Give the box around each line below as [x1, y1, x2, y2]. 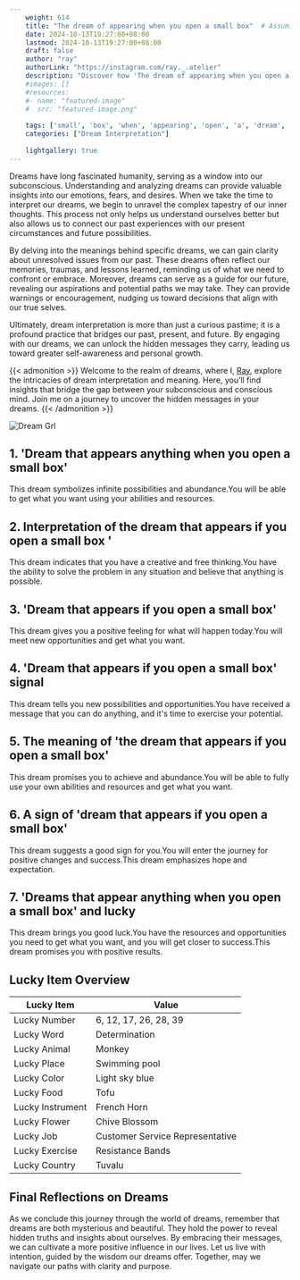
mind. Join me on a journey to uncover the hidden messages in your [9, 393, 260, 404]
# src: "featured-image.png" [25, 105, 138, 114]
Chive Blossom [95, 1116, 159, 1128]
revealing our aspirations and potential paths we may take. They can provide [9, 282, 290, 293]
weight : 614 [25, 13, 70, 22]
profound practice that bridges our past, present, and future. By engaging [9, 328, 280, 340]
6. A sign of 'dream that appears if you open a [9, 807, 268, 822]
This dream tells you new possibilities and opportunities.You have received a [9, 698, 291, 709]
